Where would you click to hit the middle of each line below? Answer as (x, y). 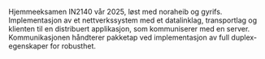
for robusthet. (73, 46)
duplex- (244, 37)
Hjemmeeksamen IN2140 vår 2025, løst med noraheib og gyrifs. (115, 12)
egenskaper (28, 46)
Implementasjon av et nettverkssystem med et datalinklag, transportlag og (133, 20)
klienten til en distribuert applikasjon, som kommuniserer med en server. (129, 29)
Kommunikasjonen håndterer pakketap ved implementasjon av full (119, 37)
